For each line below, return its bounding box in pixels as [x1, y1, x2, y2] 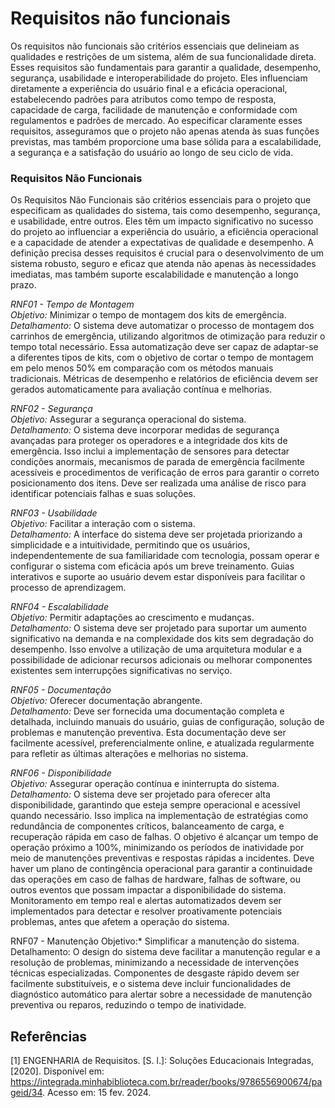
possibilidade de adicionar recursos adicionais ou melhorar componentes [10, 654, 313, 666]
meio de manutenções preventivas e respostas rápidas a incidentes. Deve [10, 852, 315, 864]
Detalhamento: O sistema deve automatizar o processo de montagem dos [10, 320, 315, 332]
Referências [10, 1028, 88, 1045]
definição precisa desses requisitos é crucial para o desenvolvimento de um [10, 247, 324, 259]
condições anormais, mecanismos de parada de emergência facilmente [10, 456, 306, 468]
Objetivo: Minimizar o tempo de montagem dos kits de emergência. [10, 309, 287, 321]
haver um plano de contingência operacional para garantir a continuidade [10, 863, 313, 875]
